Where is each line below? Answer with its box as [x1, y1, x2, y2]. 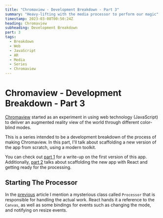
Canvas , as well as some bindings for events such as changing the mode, [5, 202, 151, 208]
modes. [16, 124, 31, 130]
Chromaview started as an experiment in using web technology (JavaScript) [5, 114, 158, 120]
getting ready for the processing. [5, 164, 72, 170]
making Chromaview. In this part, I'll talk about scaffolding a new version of [5, 139, 157, 145]
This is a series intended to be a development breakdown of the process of [5, 134, 157, 140]
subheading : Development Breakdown [5, 25, 78, 30]
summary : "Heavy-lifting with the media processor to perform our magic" [5, 12, 159, 17]
